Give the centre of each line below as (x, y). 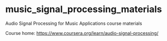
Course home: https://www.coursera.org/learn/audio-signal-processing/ (82, 33)
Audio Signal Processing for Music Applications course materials (74, 23)
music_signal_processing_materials (84, 9)
